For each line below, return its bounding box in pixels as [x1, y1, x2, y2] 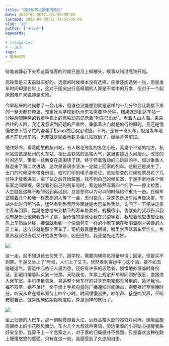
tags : [5, 49, 17, 54]
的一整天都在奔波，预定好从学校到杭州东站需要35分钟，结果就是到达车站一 [5, 109, 160, 115]
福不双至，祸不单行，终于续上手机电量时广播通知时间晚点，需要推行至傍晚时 [5, 284, 164, 290]
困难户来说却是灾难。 [9, 92, 54, 98]
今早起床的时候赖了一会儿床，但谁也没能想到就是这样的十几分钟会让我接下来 [5, 103, 164, 109]
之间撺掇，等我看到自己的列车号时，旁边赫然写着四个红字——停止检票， [14, 182, 164, 189]
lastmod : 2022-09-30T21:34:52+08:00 [5, 17, 82, 22]
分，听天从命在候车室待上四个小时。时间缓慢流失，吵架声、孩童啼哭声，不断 [5, 290, 164, 297]
